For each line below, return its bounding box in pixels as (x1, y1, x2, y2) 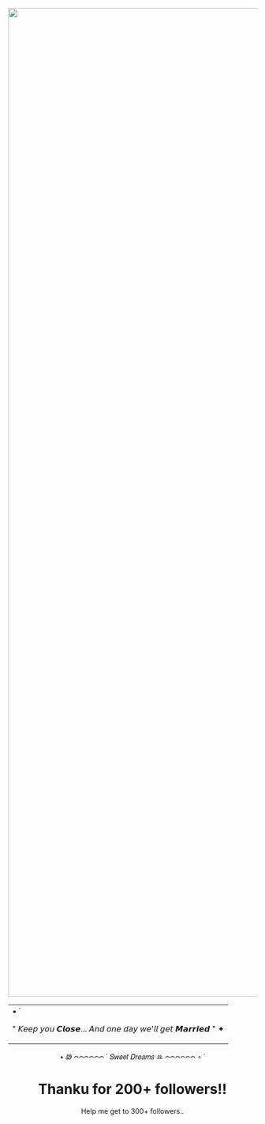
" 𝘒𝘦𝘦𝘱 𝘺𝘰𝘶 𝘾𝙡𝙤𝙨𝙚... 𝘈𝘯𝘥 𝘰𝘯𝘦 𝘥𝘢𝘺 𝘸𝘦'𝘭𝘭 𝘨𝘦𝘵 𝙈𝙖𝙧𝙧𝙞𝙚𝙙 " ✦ (12, 1024, 225, 1034)
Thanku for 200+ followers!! (38, 1080, 227, 1099)
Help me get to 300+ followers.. (80, 1106, 185, 1115)
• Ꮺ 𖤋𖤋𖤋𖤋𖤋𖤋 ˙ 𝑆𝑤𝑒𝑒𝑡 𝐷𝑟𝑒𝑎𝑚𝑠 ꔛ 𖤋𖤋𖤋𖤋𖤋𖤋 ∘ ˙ (59, 1052, 206, 1062)
